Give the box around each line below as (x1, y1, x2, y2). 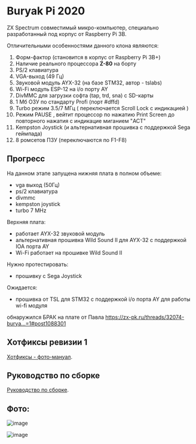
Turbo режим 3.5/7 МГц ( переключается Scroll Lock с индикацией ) (15, 104, 189, 111)
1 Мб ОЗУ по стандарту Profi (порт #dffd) (15, 98, 120, 105)
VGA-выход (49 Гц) (15, 73, 65, 80)
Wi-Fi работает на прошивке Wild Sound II (15, 249, 122, 256)
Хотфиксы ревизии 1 (7, 337, 88, 348)
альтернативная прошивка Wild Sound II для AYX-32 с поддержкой (15, 236, 187, 243)
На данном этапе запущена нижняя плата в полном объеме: (7, 170, 162, 177)
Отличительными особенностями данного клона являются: (7, 42, 159, 49)
